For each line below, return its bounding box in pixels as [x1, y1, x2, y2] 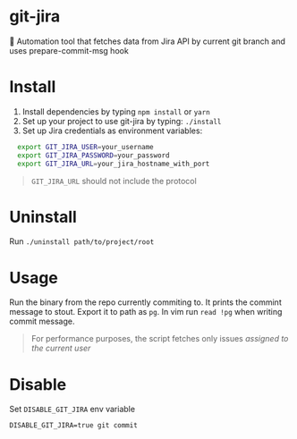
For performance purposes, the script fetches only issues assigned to [30, 333, 289, 344]
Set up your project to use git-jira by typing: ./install [21, 115, 222, 126]
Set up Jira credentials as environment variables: [21, 125, 203, 136]
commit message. [9, 316, 75, 327]
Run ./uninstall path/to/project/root [9, 236, 155, 247]
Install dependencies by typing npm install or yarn [21, 106, 210, 117]
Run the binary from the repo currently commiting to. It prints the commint [9, 297, 282, 308]
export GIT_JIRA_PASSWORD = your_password [17, 150, 170, 160]
